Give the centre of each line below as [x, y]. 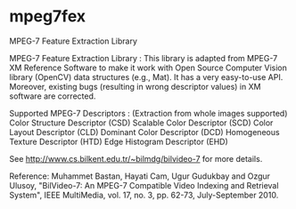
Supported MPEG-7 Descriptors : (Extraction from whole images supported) [148, 113]
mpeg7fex [48, 16]
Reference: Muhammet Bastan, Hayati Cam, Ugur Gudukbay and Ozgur [140, 176]
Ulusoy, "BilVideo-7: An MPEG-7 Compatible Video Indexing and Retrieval [144, 185]
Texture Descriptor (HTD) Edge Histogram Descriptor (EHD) [119, 141]
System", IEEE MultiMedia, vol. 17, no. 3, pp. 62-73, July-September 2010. [144, 195]
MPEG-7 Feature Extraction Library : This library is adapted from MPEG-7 [144, 58]
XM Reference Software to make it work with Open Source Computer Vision [148, 68]
